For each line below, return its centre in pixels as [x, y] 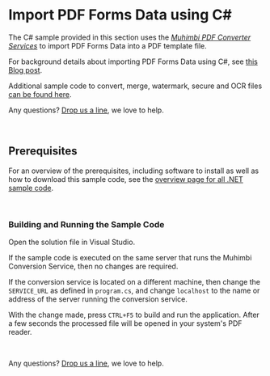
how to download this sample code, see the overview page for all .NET [126, 179]
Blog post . [25, 70]
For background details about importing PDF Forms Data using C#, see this [133, 61]
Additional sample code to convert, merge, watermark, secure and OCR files [135, 86]
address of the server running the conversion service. [98, 299]
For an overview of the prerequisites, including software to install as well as [134, 171]
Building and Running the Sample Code [86, 224]
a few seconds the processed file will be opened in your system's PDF [125, 323]
